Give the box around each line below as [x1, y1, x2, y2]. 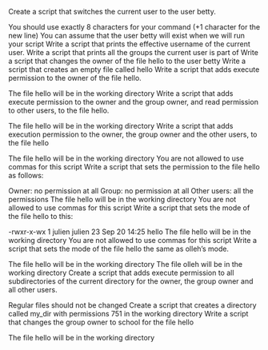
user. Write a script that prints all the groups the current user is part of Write [8, 48, 258, 57]
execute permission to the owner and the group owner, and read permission [8, 97, 258, 106]
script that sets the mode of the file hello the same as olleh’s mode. [8, 244, 230, 253]
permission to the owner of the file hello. [8, 74, 142, 82]
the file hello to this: [8, 212, 74, 221]
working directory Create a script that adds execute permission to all [8, 268, 234, 277]
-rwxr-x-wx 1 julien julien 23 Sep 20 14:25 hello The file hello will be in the [8, 227, 251, 237]
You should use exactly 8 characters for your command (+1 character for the [8, 22, 261, 31]
